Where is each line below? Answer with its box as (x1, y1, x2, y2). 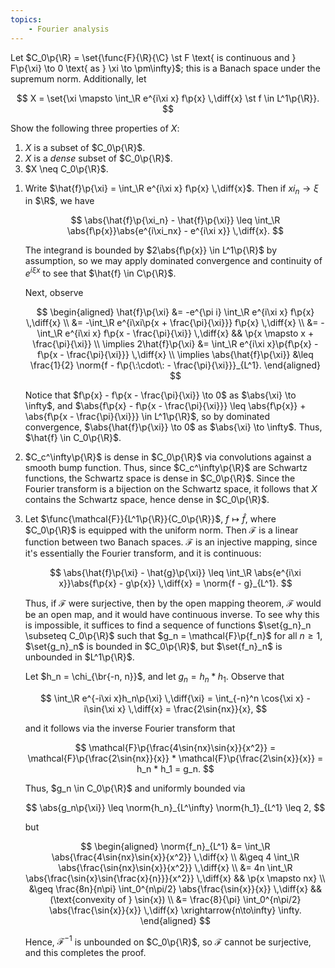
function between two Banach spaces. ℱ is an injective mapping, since (24, 536, 318, 548)
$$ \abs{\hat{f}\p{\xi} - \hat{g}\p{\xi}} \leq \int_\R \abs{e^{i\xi (49, 566, 302, 578)
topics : (10, 14, 43, 25)
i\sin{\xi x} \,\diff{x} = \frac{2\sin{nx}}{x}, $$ (83, 702, 268, 715)
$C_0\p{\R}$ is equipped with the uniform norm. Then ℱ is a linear (24, 524, 299, 536)
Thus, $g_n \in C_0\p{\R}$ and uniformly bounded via (24, 782, 246, 794)
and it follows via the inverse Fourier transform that (24, 722, 236, 734)
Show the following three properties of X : (10, 122, 180, 134)
